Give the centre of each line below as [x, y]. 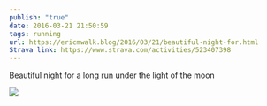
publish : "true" [39, 17]
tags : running [35, 34]
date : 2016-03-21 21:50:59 [59, 26]
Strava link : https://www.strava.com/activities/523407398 [120, 50]
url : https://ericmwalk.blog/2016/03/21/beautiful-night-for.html [134, 42]
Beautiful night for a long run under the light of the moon [112, 75]
